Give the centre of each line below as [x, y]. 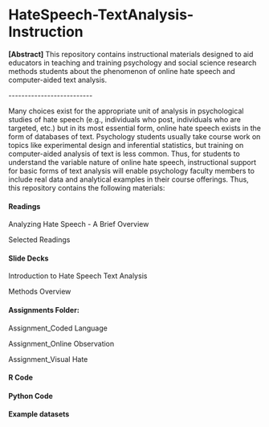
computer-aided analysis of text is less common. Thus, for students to [124, 154]
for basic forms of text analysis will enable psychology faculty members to [132, 170]
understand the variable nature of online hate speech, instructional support [132, 162]
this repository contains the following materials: [87, 187]
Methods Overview [40, 292]
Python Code [31, 396]
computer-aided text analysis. [58, 80]
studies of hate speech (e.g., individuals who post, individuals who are [124, 119]
